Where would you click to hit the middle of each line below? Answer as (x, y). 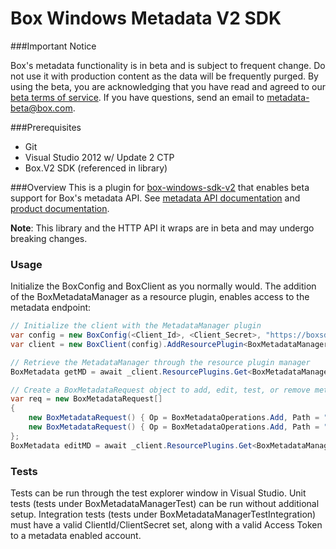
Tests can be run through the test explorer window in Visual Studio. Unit (158, 493)
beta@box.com (41, 108)
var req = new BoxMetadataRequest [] (86, 399)
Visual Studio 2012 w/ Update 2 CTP (99, 157)
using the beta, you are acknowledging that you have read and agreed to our (168, 86)
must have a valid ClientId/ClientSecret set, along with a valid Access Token (166, 525)
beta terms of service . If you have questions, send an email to (137, 97)
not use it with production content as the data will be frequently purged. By (164, 76)
